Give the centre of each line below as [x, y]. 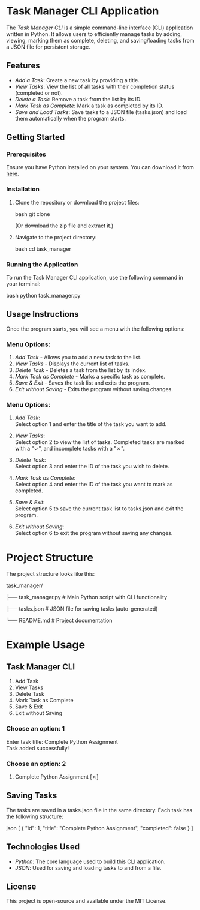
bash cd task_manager [43, 249]
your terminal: [23, 284]
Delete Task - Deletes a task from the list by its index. [81, 370]
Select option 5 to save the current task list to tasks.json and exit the [99, 509]
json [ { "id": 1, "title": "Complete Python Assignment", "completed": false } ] [100, 828]
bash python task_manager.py [43, 296]
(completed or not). [39, 93]
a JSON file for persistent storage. [49, 47]
